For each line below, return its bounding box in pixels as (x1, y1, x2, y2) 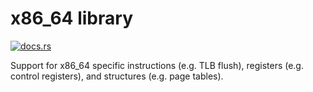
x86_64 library (10, 7, 133, 30)
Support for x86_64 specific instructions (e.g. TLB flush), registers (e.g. (10, 59, 304, 71)
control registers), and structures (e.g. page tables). (10, 70, 224, 82)
